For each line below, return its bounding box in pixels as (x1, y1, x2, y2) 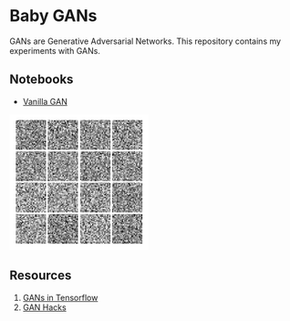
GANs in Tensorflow (22, 292, 98, 303)
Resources (9, 268, 72, 284)
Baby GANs (9, 5, 98, 26)
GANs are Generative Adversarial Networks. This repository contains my (9, 36, 281, 47)
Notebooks (9, 72, 74, 88)
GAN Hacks (22, 302, 67, 313)
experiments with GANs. (9, 45, 100, 56)
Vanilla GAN (22, 96, 68, 107)
